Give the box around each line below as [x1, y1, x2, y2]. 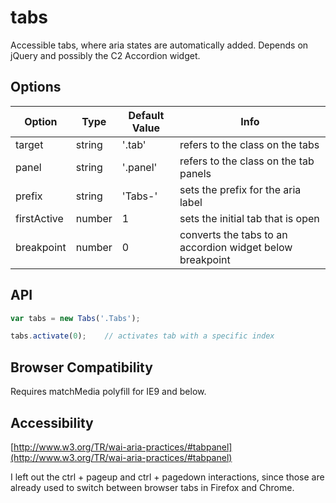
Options [10, 79, 62, 96]
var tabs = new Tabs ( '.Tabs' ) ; [10, 313, 141, 323]
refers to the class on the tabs [179, 137, 320, 151]
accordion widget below [179, 240, 293, 254]
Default [128, 108, 165, 122]
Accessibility [10, 414, 94, 431]
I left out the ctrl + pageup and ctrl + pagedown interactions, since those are [10, 471, 325, 483]
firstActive [15, 211, 64, 225]
